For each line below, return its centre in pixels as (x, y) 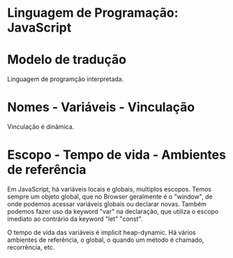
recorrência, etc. (31, 247)
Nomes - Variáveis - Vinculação (101, 107)
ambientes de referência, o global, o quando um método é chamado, (106, 240)
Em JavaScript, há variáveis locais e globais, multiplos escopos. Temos (110, 189)
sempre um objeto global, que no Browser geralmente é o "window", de (110, 196)
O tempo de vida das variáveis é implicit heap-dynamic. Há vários (102, 232)
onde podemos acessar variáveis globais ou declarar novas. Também (107, 204)
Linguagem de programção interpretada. (66, 79)
